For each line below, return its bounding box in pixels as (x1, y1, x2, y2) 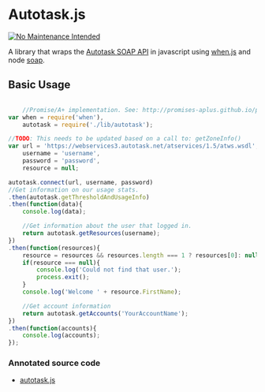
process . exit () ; (36, 274, 90, 282)
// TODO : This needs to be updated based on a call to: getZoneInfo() (8, 135, 242, 143)
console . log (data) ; (22, 207, 87, 216)
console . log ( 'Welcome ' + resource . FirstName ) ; (22, 288, 181, 296)
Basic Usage (8, 78, 71, 91)
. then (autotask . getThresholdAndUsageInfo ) (8, 193, 150, 201)
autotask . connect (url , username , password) (8, 178, 154, 186)
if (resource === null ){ (22, 259, 101, 267)
